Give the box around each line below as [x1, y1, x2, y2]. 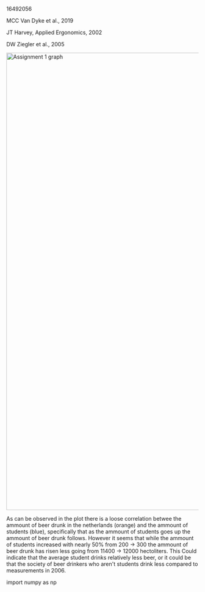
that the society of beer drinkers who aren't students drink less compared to [6, 560, 198, 568]
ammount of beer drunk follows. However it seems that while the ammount [6, 535, 194, 541]
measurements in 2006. [6, 567, 66, 574]
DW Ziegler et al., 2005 [6, 41, 65, 48]
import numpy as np [6, 579, 57, 586]
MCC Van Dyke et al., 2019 [6, 17, 74, 24]
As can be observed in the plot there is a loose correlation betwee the [6, 515, 182, 522]
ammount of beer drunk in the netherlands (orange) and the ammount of [6, 521, 188, 529]
